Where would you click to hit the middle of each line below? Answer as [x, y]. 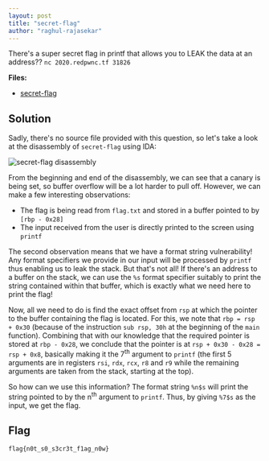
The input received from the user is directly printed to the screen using [137, 228]
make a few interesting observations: [69, 195]
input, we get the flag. [45, 405]
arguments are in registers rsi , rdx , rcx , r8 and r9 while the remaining [124, 362]
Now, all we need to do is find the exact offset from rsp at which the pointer [133, 310]
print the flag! [31, 294]
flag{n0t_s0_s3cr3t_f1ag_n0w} [59, 449]
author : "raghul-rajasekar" [55, 31]
